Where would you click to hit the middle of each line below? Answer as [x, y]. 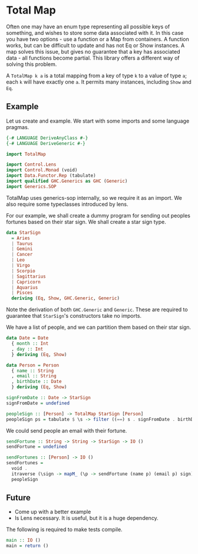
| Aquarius [25, 287]
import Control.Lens [32, 165]
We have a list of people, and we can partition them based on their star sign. [99, 327]
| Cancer [22, 255]
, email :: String [34, 376]
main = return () [27, 546]
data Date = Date [27, 338]
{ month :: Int [30, 344]
